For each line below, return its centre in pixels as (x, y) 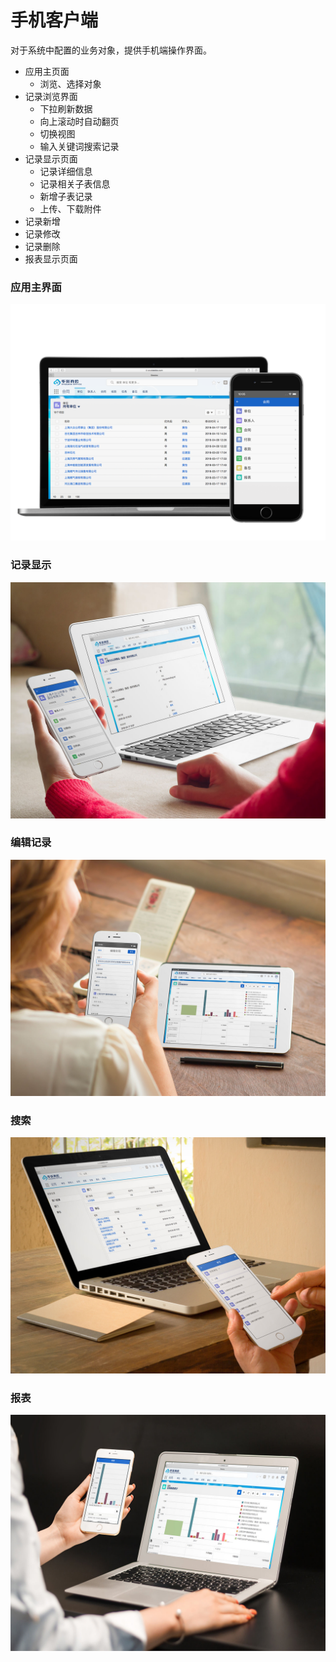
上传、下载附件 (70, 208)
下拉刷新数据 (66, 108)
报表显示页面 (51, 258)
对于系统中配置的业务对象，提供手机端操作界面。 (111, 50)
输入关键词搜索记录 (79, 146)
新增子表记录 (66, 196)
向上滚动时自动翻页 (79, 121)
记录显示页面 (51, 158)
